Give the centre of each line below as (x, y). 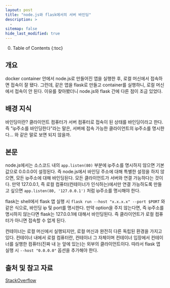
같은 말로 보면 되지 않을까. (45, 135)
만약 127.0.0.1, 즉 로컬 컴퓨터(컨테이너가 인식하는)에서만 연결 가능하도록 (82, 184)
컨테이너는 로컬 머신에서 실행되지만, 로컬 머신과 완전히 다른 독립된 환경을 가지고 (84, 231)
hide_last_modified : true (32, 34)
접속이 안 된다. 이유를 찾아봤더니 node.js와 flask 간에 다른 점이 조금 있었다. (89, 91)
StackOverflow (21, 280)
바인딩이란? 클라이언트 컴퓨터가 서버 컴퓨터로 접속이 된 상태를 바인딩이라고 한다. (84, 122)
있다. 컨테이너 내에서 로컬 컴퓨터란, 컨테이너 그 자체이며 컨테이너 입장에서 (78, 238)
